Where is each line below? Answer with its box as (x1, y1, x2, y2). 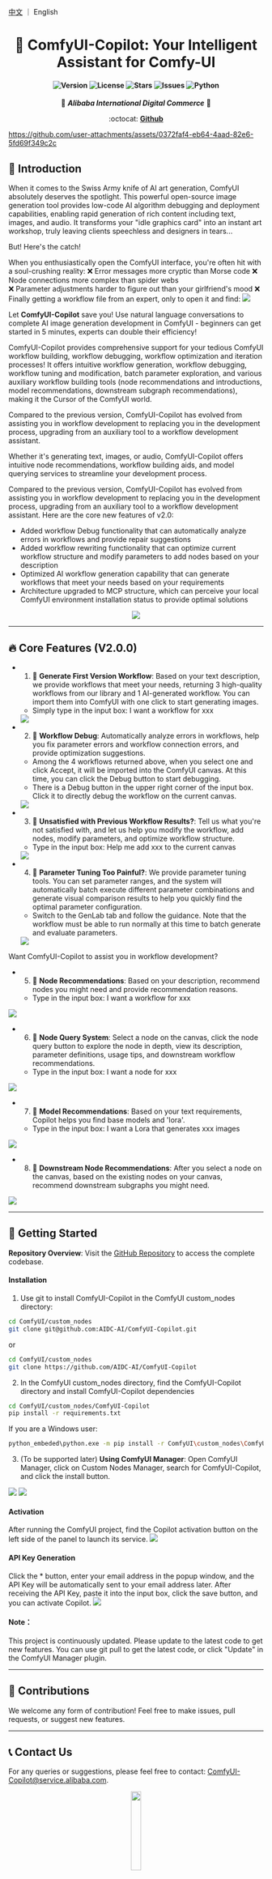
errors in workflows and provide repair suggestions (19, 535, 192, 544)
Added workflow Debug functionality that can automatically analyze (19, 526, 247, 536)
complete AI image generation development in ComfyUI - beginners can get (8, 318, 261, 328)
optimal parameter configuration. (32, 902, 142, 912)
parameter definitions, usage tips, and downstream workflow (32, 1050, 236, 1059)
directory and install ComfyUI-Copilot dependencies (19, 1386, 195, 1395)
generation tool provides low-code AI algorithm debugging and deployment (8, 201, 260, 211)
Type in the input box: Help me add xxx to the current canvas (32, 842, 236, 852)
